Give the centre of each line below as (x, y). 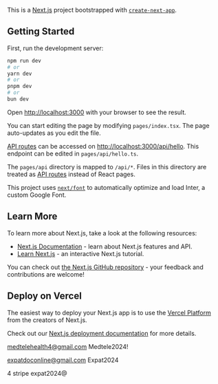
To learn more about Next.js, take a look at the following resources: (102, 233)
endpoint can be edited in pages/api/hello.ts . (73, 153)
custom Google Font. (37, 195)
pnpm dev (20, 86)
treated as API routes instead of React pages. (71, 174)
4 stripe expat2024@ (37, 373)
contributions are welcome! (46, 274)
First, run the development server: (55, 48)
